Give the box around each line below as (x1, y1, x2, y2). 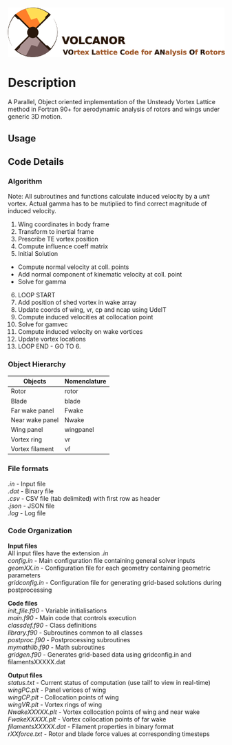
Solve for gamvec (17, 320, 68, 328)
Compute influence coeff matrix (17, 242, 109, 250)
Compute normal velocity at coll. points (17, 263, 129, 271)
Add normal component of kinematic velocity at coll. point (17, 270, 182, 279)
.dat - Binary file (8, 487, 54, 495)
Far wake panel (10, 406, 54, 415)
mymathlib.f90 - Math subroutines (8, 643, 105, 651)
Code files (8, 599, 38, 607)
